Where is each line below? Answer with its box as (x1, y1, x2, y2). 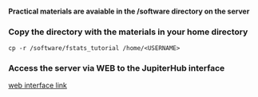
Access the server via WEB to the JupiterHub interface (8, 62, 225, 73)
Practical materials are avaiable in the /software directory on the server (8, 6, 250, 16)
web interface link (8, 80, 68, 91)
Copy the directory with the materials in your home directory (8, 26, 248, 37)
